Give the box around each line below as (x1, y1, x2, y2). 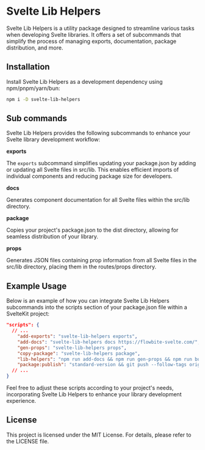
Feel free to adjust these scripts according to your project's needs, (6, 384, 174, 391)
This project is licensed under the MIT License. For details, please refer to (6, 431, 192, 438)
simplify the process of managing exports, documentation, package (6, 37, 177, 45)
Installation (6, 62, 50, 72)
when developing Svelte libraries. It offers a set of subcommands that (6, 31, 181, 38)
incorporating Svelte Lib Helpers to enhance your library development (6, 391, 182, 398)
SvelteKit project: (6, 310, 50, 317)
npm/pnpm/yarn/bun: (6, 84, 60, 92)
